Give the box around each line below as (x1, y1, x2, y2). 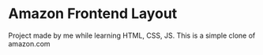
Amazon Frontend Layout (8, 5, 178, 23)
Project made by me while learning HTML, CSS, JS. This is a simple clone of (8, 31, 256, 40)
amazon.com (8, 38, 51, 48)
